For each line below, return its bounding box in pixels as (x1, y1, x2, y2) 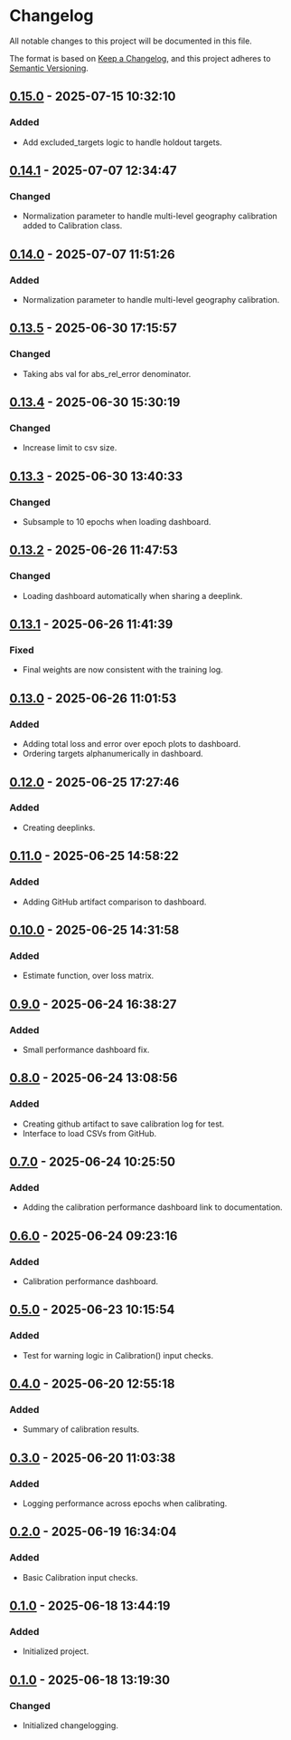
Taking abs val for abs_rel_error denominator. (22, 368, 192, 379)
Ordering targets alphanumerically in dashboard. (22, 749, 203, 759)
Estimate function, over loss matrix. (22, 971, 155, 981)
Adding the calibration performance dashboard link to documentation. (22, 1202, 283, 1213)
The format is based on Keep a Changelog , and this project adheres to (9, 53, 271, 63)
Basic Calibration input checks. (22, 1571, 138, 1582)
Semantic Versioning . (9, 63, 89, 73)
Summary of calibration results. (22, 1424, 140, 1435)
